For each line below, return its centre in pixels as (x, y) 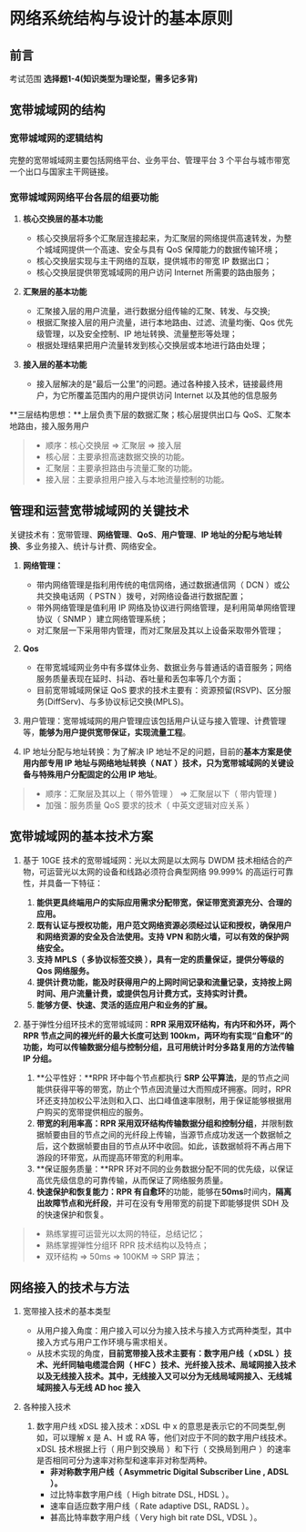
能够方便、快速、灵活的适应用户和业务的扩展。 (124, 1005)
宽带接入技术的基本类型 (66, 1312)
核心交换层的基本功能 (62, 219)
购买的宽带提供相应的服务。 (96, 1111)
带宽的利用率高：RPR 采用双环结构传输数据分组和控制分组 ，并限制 (161, 1123)
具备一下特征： (75, 883)
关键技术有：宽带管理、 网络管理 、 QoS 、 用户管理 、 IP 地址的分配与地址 (142, 535)
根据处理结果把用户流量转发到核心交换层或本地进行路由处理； (152, 345)
